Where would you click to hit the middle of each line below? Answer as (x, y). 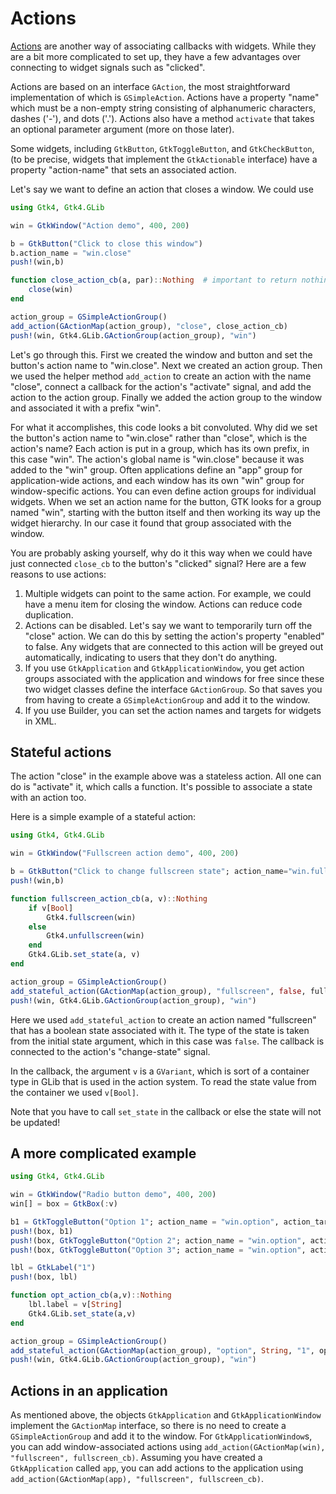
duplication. (49, 614)
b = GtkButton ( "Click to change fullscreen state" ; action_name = (149, 872)
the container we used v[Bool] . (74, 1092)
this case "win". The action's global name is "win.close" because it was (157, 459)
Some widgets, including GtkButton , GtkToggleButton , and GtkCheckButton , (162, 148)
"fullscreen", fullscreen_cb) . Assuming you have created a (136, 1458)
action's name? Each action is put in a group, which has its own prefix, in (160, 448)
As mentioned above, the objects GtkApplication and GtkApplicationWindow (166, 1415)
